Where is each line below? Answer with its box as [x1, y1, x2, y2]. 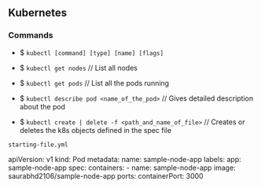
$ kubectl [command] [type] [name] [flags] [19, 47, 164, 57]
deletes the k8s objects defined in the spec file [19, 125, 171, 135]
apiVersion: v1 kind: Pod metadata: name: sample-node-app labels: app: [8, 154, 241, 164]
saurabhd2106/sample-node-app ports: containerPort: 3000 [8, 171, 204, 180]
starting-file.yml [8, 141, 68, 149]
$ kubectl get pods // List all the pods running [19, 78, 170, 87]
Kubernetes [8, 6, 68, 20]
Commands [8, 30, 53, 41]
